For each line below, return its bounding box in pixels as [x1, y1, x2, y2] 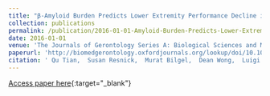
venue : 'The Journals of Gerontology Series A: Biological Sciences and [8, 42, 257, 50]
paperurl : [8, 49, 42, 57]
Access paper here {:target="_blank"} [8, 78, 132, 88]
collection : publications [8, 19, 95, 27]
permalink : [8, 26, 45, 34]
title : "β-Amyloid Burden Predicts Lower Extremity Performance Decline [8, 11, 257, 20]
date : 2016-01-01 [8, 34, 67, 42]
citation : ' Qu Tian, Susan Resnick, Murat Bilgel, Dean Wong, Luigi [8, 57, 261, 65]
